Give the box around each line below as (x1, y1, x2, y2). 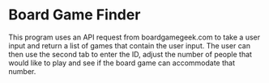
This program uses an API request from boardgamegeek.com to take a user (8, 32, 261, 42)
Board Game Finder (8, 6, 141, 24)
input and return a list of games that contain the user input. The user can (8, 40, 251, 50)
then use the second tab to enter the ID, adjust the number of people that (8, 49, 253, 59)
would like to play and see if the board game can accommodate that (8, 58, 235, 68)
